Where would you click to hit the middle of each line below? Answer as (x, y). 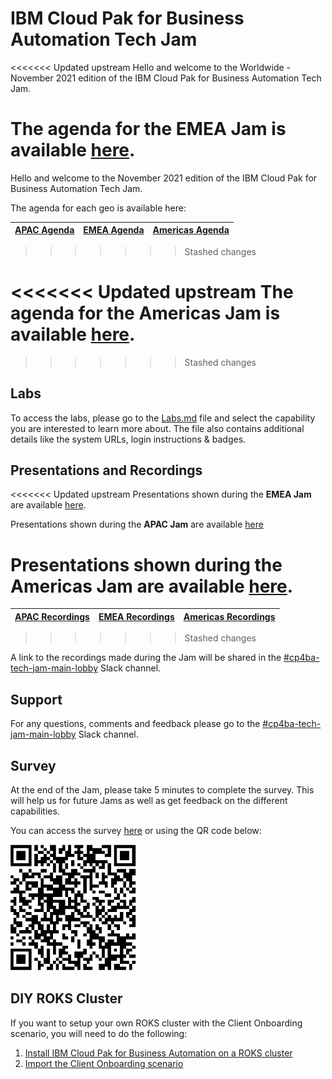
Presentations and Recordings (106, 470)
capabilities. (35, 811)
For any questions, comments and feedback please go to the (135, 724)
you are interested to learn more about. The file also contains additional (157, 428)
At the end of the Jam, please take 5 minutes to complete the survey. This (162, 790)
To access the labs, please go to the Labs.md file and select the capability (163, 418)
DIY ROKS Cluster (66, 998)
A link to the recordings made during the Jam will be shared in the (146, 658)
